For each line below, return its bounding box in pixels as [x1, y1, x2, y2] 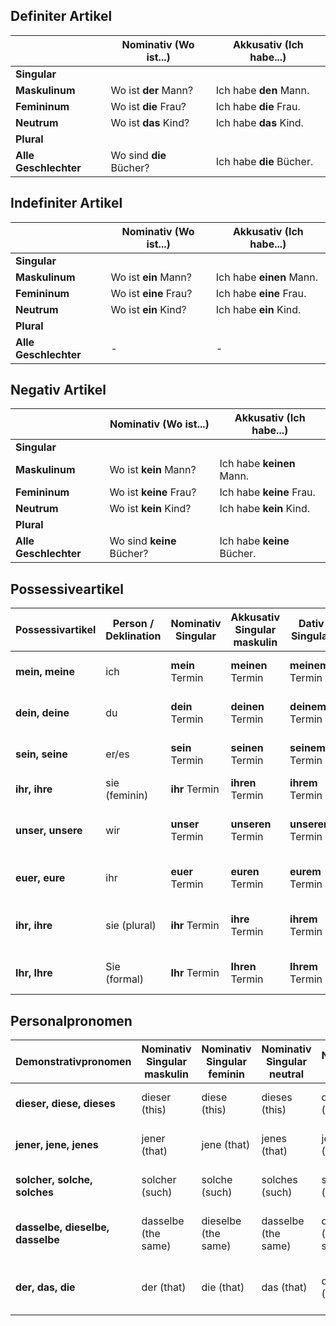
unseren [230, 817, 272, 831]
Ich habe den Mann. [215, 83, 310, 97]
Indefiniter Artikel [10, 195, 123, 212]
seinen [230, 741, 264, 755]
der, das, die [15, 1280, 76, 1294]
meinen [230, 659, 268, 673]
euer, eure [15, 871, 66, 885]
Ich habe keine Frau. [219, 485, 316, 499]
